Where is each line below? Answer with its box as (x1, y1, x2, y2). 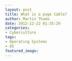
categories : (5, 26, 30, 30)
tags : (5, 35, 16, 40)
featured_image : (5, 48, 38, 53)
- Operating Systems (5, 39, 48, 44)
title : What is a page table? (5, 12, 68, 17)
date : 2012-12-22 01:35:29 (5, 21, 61, 26)
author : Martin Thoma (5, 16, 50, 21)
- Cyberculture (5, 30, 36, 35)
